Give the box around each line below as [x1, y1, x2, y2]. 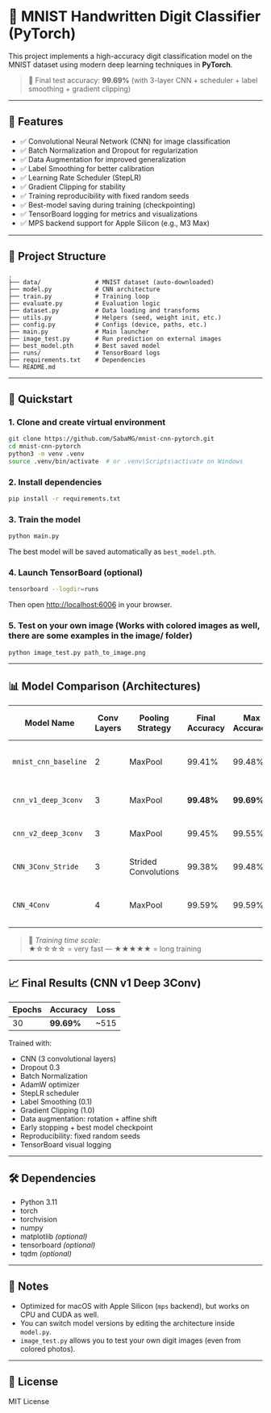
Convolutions [128, 866, 180, 878]
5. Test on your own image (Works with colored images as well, [8, 620, 261, 631]
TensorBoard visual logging [19, 1140, 111, 1150]
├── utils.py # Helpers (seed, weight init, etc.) [8, 313, 222, 321]
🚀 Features [8, 115, 64, 128]
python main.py [8, 532, 60, 540]
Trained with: [8, 1038, 52, 1048]
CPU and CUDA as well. [19, 1310, 99, 1319]
